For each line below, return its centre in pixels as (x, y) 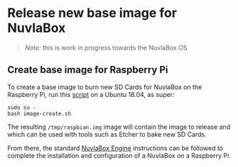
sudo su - (22, 108)
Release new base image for (92, 13)
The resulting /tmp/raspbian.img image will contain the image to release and (119, 127)
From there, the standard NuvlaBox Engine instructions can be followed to (115, 148)
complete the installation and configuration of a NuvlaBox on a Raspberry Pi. (119, 155)
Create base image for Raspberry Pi (88, 70)
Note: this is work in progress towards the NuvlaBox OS (106, 47)
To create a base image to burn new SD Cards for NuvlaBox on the (105, 87)
